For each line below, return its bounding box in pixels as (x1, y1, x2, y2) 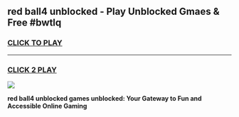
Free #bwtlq (7, 17, 62, 29)
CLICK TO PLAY (7, 38, 63, 48)
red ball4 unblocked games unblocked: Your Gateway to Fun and (7, 94, 202, 102)
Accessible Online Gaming (7, 101, 87, 110)
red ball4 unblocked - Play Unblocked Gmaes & (7, 6, 220, 18)
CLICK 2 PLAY (7, 65, 57, 74)
